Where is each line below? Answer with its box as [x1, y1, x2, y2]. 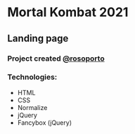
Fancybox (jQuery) [17, 118, 72, 127]
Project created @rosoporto [7, 54, 105, 63]
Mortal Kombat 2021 [7, 4, 129, 20]
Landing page [7, 32, 69, 44]
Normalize [17, 103, 48, 111]
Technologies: [7, 72, 58, 82]
